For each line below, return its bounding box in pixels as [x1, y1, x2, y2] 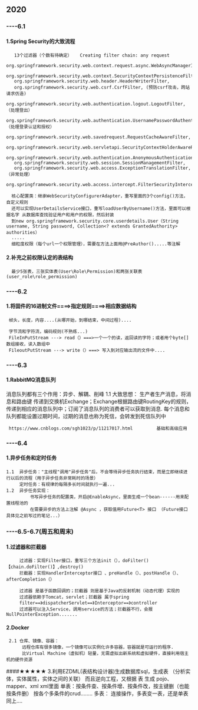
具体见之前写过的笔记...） [6, 513, 63, 519]
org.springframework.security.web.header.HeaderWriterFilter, [14, 78, 170, 84]
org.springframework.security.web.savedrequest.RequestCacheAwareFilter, [6, 134, 192, 140]
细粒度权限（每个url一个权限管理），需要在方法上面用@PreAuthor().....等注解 [11, 241, 181, 247]
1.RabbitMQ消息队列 [6, 377, 56, 384]
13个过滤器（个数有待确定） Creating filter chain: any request [14, 52, 170, 58]
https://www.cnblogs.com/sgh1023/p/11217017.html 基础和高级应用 [8, 425, 187, 431]
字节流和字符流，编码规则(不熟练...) [8, 328, 88, 335]
